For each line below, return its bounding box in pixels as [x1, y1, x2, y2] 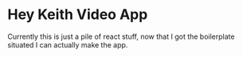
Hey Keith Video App [7, 6, 148, 24]
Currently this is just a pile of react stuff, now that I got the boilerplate [7, 32, 235, 41]
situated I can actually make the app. [7, 40, 128, 49]
